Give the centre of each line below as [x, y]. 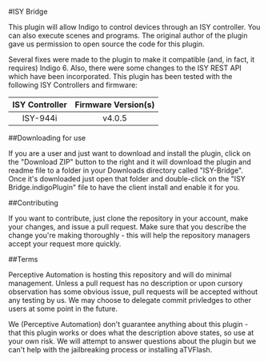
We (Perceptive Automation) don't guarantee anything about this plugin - [128, 324]
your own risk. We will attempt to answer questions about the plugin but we [132, 341]
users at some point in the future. [63, 308]
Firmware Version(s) [115, 105]
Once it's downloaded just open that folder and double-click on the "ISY [127, 179]
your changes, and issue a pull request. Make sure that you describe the [127, 227]
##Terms [23, 259]
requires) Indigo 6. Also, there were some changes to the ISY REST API [125, 68]
